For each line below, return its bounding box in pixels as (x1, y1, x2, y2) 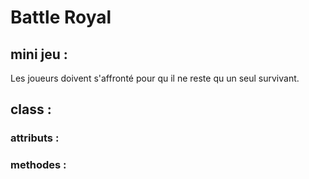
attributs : (10, 131, 60, 145)
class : (10, 101, 52, 118)
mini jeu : (10, 46, 68, 63)
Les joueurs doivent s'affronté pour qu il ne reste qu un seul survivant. (10, 72, 300, 84)
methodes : (10, 158, 67, 172)
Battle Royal (10, 6, 112, 29)
